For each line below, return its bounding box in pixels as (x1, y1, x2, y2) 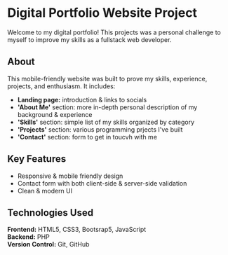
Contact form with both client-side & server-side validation (17, 179, 187, 187)
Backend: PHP (7, 233, 51, 241)
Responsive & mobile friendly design (17, 172, 123, 180)
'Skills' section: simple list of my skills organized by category (17, 118, 195, 126)
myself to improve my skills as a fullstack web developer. (7, 35, 172, 43)
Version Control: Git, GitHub (7, 240, 90, 249)
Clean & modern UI (17, 186, 73, 195)
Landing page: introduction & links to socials (17, 95, 147, 104)
